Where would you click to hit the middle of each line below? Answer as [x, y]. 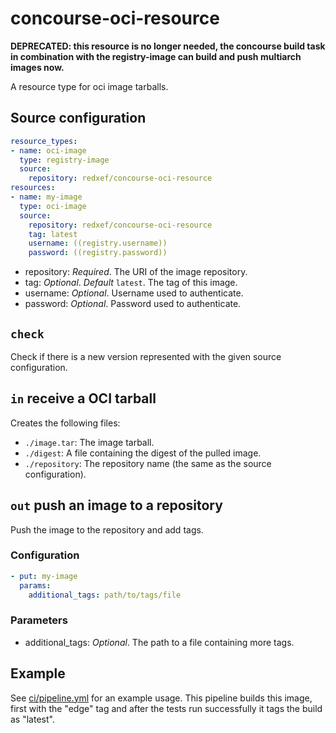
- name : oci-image [48, 150]
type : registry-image [64, 160]
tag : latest [53, 234]
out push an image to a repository [116, 505]
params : [35, 585]
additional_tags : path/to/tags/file [105, 595]
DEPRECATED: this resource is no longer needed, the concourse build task [168, 46]
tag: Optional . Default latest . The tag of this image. [131, 283]
